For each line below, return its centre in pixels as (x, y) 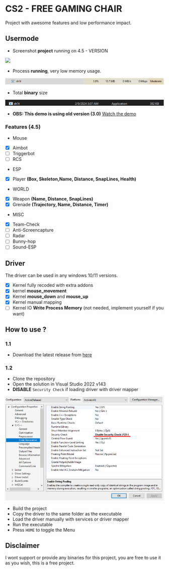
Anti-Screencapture (33, 230)
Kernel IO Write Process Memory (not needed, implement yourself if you (88, 308)
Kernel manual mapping (37, 302)
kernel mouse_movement (39, 291)
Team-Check (26, 224)
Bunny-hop (24, 241)
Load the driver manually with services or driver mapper (71, 519)
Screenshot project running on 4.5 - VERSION (60, 50)
